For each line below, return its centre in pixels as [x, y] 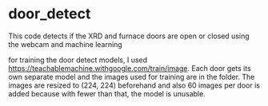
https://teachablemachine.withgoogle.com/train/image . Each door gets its [130, 68]
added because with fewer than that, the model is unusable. [107, 93]
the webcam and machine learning [65, 44]
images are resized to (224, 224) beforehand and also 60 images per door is [134, 85]
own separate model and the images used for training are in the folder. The [132, 77]
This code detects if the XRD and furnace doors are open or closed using [129, 36]
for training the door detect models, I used [78, 60]
